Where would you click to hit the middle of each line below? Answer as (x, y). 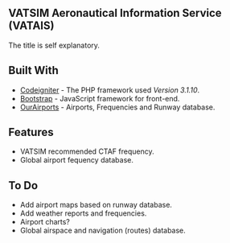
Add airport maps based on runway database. (96, 205)
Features (31, 132)
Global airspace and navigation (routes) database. (103, 231)
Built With (33, 70)
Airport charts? (45, 222)
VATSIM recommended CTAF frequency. (87, 151)
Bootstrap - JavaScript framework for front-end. (100, 98)
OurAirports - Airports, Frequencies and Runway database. (117, 107)
